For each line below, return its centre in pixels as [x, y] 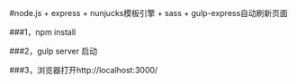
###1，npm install [43, 32]
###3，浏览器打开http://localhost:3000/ [84, 70]
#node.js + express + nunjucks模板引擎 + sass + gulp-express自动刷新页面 [148, 13]
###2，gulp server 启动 [53, 51]
